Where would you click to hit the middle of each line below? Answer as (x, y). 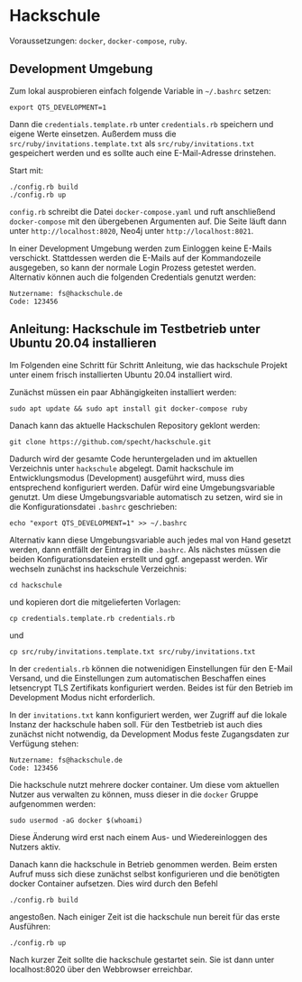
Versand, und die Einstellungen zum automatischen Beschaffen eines (138, 678)
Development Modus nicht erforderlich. (82, 697)
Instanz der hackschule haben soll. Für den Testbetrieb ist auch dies (136, 724)
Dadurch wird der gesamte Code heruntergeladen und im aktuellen (133, 459)
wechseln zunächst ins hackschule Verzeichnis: (98, 569)
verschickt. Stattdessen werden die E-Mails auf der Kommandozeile (135, 257)
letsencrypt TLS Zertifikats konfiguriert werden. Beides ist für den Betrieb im (151, 688)
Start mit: (26, 170)
